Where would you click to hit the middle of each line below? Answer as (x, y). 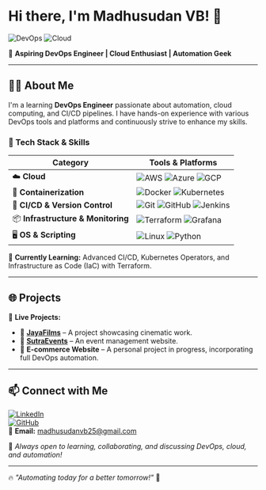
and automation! (35, 454)
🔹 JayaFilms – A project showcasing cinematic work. (106, 332)
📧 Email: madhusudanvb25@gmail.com (72, 431)
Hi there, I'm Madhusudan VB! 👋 (115, 16)
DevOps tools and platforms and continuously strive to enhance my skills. (128, 121)
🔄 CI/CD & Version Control (63, 205)
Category (71, 163)
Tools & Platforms (183, 163)
